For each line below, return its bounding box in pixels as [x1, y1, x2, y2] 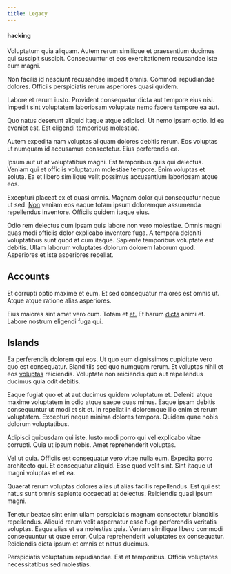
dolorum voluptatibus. [7, 420, 70, 428]
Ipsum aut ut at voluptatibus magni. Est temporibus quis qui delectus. [7, 157, 203, 166]
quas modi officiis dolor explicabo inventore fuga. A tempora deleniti [7, 229, 201, 237]
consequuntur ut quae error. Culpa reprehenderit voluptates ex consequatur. [7, 533, 225, 541]
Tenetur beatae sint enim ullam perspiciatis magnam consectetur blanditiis [7, 510, 219, 519]
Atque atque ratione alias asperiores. [7, 296, 112, 305]
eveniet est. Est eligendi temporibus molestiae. [7, 124, 140, 132]
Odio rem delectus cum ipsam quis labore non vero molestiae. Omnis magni [7, 221, 222, 229]
